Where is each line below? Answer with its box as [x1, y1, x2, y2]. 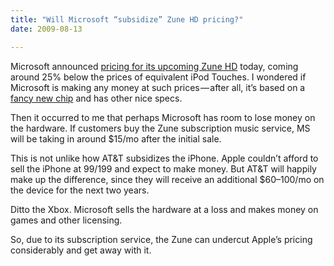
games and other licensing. [10, 214, 123, 226]
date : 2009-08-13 [10, 24, 83, 34]
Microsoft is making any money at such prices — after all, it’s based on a [10, 81, 306, 93]
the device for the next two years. [10, 184, 150, 196]
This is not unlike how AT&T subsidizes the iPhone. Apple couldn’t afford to [10, 152, 319, 164]
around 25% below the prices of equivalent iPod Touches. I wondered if [10, 71, 307, 83]
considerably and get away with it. [10, 244, 152, 256]
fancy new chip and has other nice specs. [10, 92, 183, 104]
